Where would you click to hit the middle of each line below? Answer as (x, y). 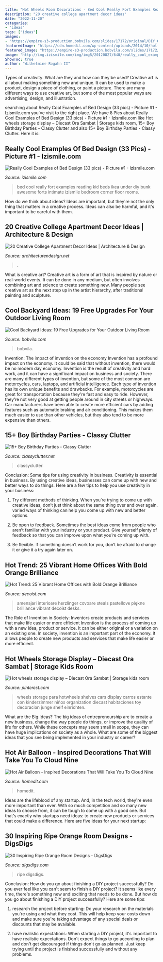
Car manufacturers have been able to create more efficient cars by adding (79, 404)
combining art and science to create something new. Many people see (75, 285)
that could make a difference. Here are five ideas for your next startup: (76, 821)
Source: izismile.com (26, 177)
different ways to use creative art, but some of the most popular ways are (78, 93)
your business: (20, 491)
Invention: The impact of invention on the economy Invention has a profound (81, 358)
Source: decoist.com (26, 594)
